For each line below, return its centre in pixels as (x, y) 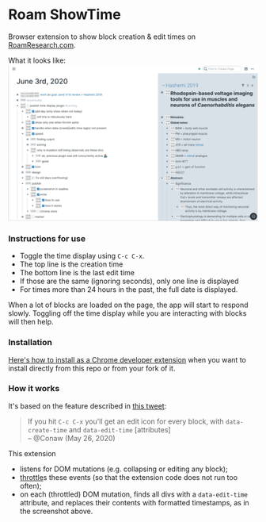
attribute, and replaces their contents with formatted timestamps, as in (134, 502)
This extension (32, 453)
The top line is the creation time (71, 264)
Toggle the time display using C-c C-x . (82, 256)
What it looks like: (37, 60)
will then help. (31, 322)
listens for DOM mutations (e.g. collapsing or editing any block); (123, 469)
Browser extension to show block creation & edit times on (102, 36)
